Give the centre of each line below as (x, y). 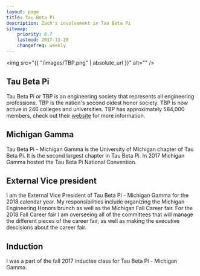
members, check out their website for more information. (76, 115)
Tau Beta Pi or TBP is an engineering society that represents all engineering (100, 96)
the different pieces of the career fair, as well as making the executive (93, 221)
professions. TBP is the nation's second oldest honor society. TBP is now (97, 103)
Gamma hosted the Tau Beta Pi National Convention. (72, 162)
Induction (25, 246)
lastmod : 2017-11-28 (43, 40)
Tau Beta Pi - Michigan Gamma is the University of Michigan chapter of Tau (100, 149)
